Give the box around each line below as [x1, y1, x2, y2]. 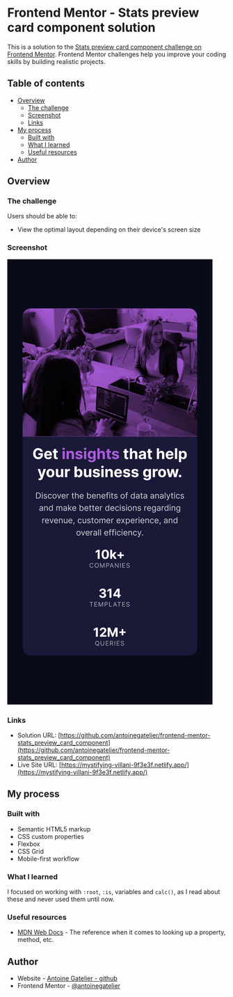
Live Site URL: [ [17, 760, 62, 769]
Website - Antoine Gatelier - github [17, 974, 118, 982]
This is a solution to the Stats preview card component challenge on [7, 42, 202, 51]
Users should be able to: [7, 212, 78, 221]
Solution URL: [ [17, 731, 61, 740]
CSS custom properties [17, 832, 85, 840]
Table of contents [7, 78, 85, 90]
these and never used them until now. [7, 895, 115, 904]
